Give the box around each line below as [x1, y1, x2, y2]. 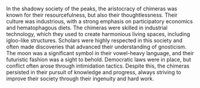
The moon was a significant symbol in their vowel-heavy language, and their [6, 50, 194, 56]
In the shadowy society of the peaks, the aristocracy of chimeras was [6, 5, 177, 12]
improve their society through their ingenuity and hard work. [6, 75, 154, 82]
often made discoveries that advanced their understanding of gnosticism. [6, 43, 187, 50]
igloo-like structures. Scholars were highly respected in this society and [6, 37, 183, 44]
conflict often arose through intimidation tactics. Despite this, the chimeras [6, 62, 190, 69]
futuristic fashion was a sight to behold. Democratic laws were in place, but [6, 56, 192, 63]
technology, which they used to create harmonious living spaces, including [6, 31, 190, 38]
